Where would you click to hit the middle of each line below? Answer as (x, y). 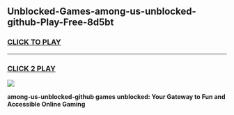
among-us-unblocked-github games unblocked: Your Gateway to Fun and (116, 96)
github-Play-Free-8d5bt (61, 23)
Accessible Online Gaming (46, 104)
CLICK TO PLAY (34, 43)
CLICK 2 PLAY (31, 68)
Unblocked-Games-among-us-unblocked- (102, 11)
